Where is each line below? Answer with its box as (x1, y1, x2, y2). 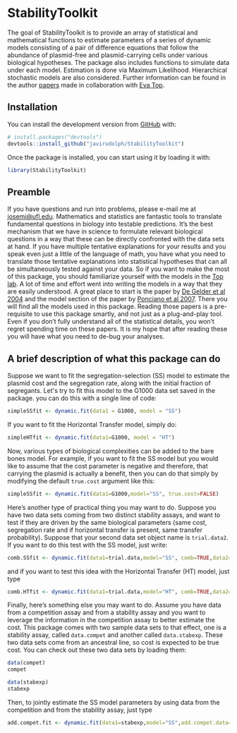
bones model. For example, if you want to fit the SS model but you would (7, 454, 219, 463)
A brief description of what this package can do (7, 353, 221, 365)
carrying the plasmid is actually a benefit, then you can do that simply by (7, 469, 219, 478)
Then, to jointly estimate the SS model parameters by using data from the (7, 698, 220, 706)
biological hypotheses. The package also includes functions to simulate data (7, 58, 230, 66)
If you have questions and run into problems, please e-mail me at (7, 205, 196, 213)
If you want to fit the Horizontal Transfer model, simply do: (7, 420, 177, 428)
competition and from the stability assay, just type (7, 705, 153, 714)
